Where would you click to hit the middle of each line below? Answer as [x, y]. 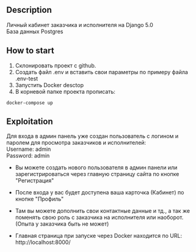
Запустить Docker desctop [49, 85]
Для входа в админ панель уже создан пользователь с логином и [93, 136]
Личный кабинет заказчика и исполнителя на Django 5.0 [80, 25]
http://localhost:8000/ [43, 242]
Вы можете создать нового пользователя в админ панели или [96, 167]
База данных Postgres [35, 31]
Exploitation [30, 122]
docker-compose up [30, 103]
